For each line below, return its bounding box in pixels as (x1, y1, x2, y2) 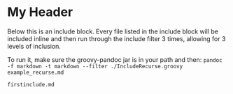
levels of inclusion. (7, 42, 62, 50)
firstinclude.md (7, 81, 55, 88)
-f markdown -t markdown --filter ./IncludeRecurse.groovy (7, 63, 183, 70)
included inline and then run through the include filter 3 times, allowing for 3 (7, 34, 226, 42)
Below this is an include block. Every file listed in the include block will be (7, 27, 219, 36)
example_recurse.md (7, 69, 64, 76)
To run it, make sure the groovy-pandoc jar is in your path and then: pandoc (7, 55, 223, 63)
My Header (7, 4, 73, 20)
